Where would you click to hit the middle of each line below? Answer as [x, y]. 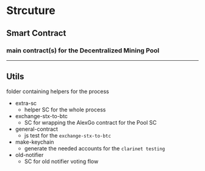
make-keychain [34, 142]
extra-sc [26, 103]
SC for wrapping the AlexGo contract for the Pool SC [90, 122]
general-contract [36, 129]
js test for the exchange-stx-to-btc [68, 135]
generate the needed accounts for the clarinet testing [95, 148]
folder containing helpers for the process [58, 91]
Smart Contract [36, 33]
